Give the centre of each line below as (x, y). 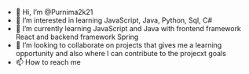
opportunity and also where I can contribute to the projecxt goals (121, 53)
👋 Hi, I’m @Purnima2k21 (54, 12)
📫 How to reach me (48, 62)
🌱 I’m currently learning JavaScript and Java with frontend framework (128, 28)
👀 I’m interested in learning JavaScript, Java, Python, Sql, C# (114, 20)
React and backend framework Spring (77, 37)
